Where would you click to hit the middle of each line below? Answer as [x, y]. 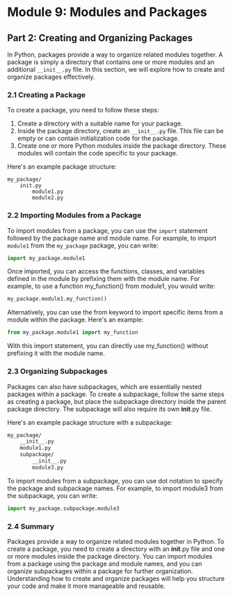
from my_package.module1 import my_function [73, 333]
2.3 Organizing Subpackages [57, 372]
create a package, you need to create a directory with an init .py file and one [116, 549]
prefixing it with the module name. [56, 354]
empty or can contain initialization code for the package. [98, 138]
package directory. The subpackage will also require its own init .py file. [110, 409]
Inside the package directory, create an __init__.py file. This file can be [120, 131]
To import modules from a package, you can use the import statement [107, 230]
